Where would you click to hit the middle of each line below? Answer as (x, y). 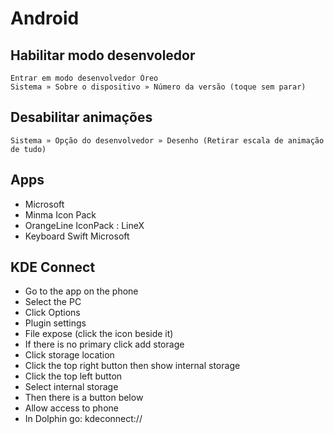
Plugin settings (55, 323)
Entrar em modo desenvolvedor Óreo (84, 78)
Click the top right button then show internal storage (132, 366)
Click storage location (69, 355)
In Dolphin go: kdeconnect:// (83, 419)
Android (45, 18)
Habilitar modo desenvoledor (103, 55)
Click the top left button (73, 376)
